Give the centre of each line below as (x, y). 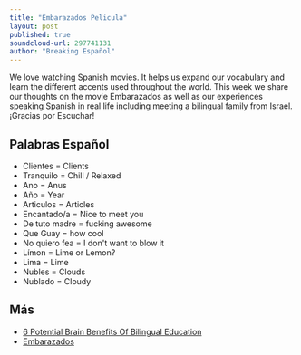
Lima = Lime (46, 262)
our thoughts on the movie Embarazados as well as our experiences (136, 97)
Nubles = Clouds (54, 272)
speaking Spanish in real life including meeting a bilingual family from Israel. (151, 106)
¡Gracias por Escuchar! (52, 116)
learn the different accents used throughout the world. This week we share (149, 87)
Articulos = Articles (58, 204)
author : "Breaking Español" (63, 52)
